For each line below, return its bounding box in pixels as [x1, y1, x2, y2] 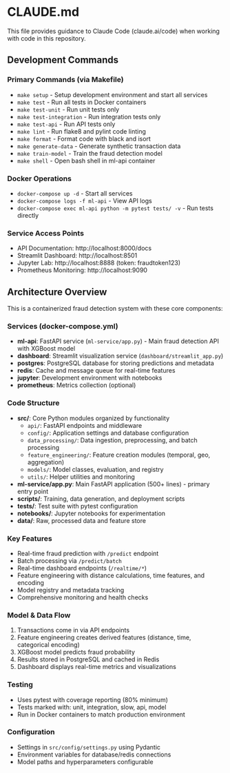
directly [17, 211, 39, 219]
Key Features [7, 533, 53, 543]
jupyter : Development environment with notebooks [17, 373, 163, 382]
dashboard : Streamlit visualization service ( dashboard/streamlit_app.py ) [17, 352, 224, 360]
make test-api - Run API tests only [17, 120, 116, 128]
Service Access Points [7, 228, 85, 238]
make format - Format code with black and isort [17, 134, 151, 143]
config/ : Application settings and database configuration [27, 429, 189, 437]
